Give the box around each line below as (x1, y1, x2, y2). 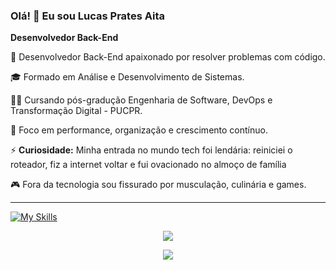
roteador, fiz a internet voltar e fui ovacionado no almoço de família (10, 159, 287, 171)
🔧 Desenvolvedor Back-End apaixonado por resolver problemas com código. (10, 51, 326, 63)
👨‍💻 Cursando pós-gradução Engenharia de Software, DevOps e (10, 94, 273, 106)
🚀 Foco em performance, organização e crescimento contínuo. (10, 124, 268, 136)
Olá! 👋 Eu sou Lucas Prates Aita (10, 9, 165, 23)
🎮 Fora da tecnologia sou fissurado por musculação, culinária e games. (10, 179, 307, 191)
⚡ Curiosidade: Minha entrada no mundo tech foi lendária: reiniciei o (10, 144, 293, 156)
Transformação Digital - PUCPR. (10, 105, 143, 117)
